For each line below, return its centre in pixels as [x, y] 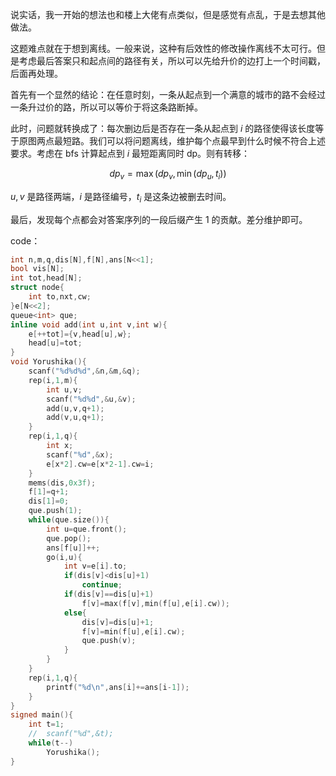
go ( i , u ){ [64, 557]
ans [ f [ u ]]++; [73, 548]
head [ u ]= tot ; [55, 343]
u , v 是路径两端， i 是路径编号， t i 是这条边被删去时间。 [121, 197]
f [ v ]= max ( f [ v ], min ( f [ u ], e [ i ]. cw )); [156, 603]
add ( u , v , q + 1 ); [75, 408]
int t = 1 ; [46, 724]
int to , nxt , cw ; [60, 297]
